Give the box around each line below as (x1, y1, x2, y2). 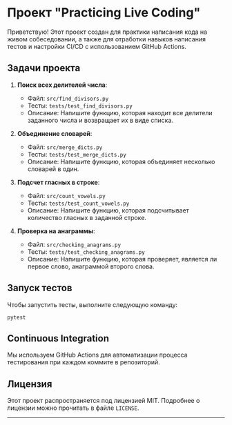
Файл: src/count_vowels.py (27, 191, 106, 199)
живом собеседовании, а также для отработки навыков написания (7, 34, 206, 43)
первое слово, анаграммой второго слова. (27, 262, 155, 270)
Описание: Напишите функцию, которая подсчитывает (27, 206, 190, 215)
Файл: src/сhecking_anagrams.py (27, 240, 122, 248)
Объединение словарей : (17, 129, 93, 137)
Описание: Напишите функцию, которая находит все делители (27, 108, 213, 117)
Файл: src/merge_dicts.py (27, 143, 103, 151)
